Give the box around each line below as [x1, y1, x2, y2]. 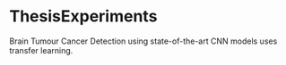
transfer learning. [9, 45, 74, 55]
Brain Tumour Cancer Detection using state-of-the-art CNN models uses [9, 36, 278, 46]
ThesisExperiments [9, 6, 158, 27]
